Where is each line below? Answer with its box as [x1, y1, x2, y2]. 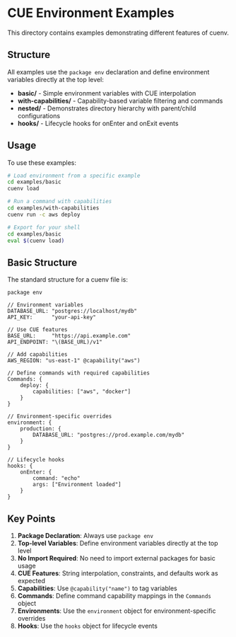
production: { [20, 425, 61, 432]
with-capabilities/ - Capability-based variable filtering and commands [17, 96, 223, 105]
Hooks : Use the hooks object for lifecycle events [17, 621, 158, 631]
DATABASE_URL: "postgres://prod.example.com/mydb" [33, 432, 185, 439]
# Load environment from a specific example [7, 172, 141, 179]
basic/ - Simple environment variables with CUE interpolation [17, 88, 196, 97]
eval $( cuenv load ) [7, 237, 65, 244]
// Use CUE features [7, 326, 69, 333]
